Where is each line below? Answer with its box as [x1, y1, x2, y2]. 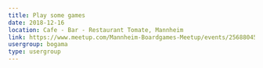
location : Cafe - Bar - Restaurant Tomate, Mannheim [8, 26, 184, 34]
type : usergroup [8, 48, 61, 55]
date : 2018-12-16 [8, 19, 65, 27]
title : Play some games [8, 11, 86, 20]
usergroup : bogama [8, 41, 68, 48]
